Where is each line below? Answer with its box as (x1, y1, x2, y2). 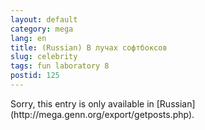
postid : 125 (10, 71, 60, 81)
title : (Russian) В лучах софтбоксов (10, 42, 168, 53)
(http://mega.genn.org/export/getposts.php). (10, 108, 195, 120)
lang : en (10, 33, 47, 43)
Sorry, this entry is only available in (10, 97, 155, 110)
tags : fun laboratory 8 (10, 61, 110, 71)
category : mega (10, 24, 74, 34)
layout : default (10, 14, 78, 25)
